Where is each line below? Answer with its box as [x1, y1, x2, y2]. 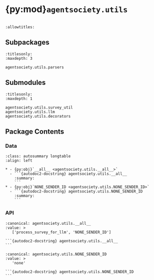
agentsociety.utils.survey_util [5, 105, 73, 110]
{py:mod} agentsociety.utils [5, 4, 128, 15]
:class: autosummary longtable [5, 154, 71, 159]
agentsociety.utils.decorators [5, 114, 71, 119]
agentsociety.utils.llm [5, 109, 55, 114]
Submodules [5, 78, 46, 87]
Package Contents [5, 127, 64, 136]
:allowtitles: [5, 24, 35, 30]
